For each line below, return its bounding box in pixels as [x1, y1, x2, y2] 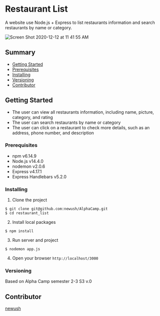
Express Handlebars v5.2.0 [12, 174, 67, 179]
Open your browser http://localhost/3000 [12, 255, 99, 261]
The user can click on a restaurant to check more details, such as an [12, 124, 150, 130]
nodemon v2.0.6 [12, 163, 45, 169]
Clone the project [12, 197, 47, 203]
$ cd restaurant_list [5, 211, 49, 216]
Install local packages [12, 219, 56, 225]
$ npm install [5, 229, 34, 234]
